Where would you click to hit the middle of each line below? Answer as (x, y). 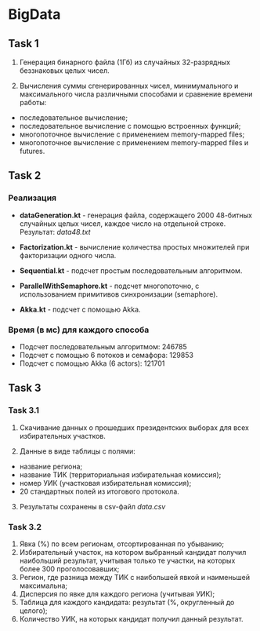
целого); (34, 611)
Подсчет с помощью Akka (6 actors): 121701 (92, 363)
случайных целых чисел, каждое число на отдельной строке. (123, 223)
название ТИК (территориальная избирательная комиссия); (120, 474)
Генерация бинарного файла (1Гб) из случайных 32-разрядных (125, 62)
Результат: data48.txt (55, 232)
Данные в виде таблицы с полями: (77, 451)
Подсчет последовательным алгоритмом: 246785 (103, 346)
